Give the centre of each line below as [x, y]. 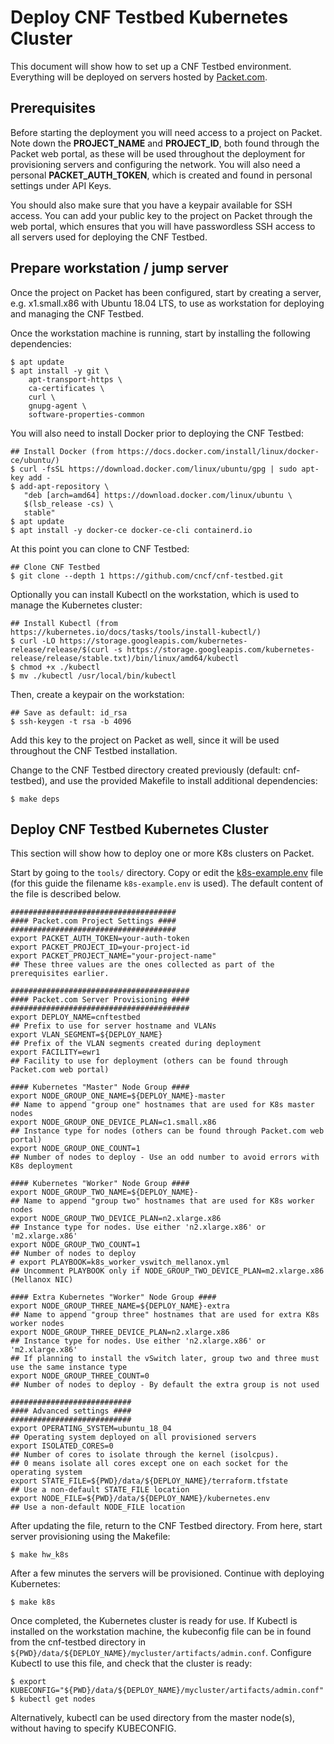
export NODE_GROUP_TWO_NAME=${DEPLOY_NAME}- [104, 1192]
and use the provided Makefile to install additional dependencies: [183, 780]
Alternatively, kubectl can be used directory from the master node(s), [153, 1718]
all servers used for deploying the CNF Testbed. [109, 237]
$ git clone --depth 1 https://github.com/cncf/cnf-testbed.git [147, 576]
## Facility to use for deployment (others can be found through [149, 1061]
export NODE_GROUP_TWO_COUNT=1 [75, 1245]
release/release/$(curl [60, 649]
